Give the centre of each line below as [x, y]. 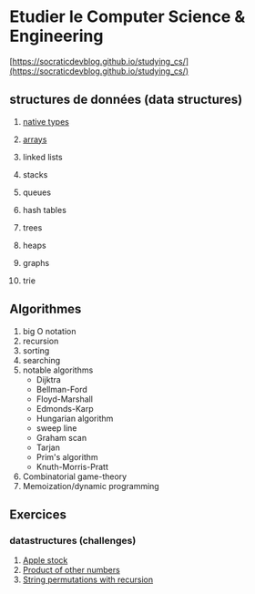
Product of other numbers [71, 570]
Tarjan [48, 447]
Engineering [56, 36]
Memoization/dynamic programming [91, 486]
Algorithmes [46, 309]
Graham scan [61, 437]
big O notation [49, 331]
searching [41, 360]
